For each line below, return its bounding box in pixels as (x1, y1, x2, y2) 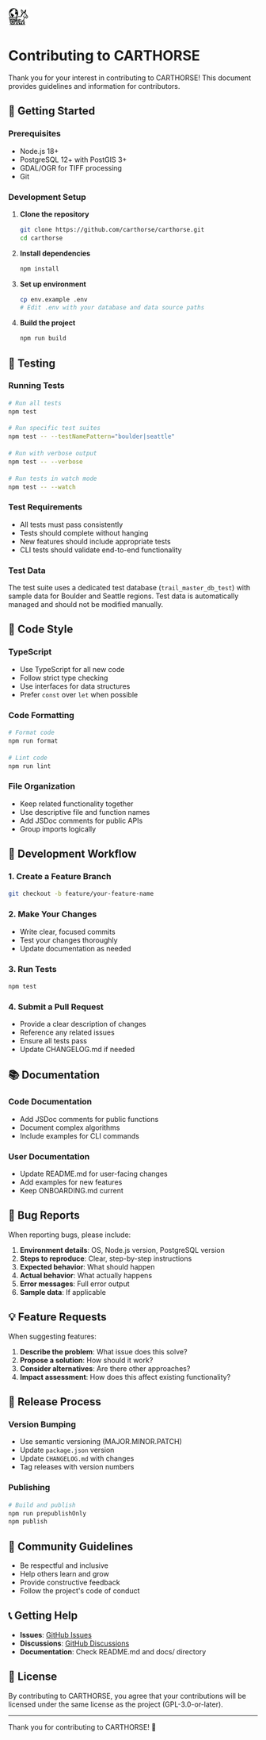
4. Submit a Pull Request (8, 1001, 104, 1012)
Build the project (19, 318, 76, 328)
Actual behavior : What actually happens (19, 1270, 153, 1280)
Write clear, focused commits (19, 927, 116, 936)
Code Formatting (8, 709, 75, 720)
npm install (19, 264, 59, 273)
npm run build (19, 335, 66, 343)
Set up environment (19, 279, 87, 289)
